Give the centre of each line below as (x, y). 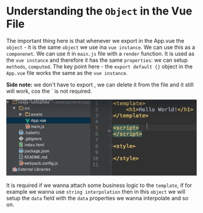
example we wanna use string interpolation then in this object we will (96, 191)
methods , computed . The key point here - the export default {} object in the (100, 66)
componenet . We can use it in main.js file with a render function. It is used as (100, 53)
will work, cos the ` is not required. (49, 91)
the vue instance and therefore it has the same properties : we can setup (97, 60)
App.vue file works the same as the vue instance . (67, 73)
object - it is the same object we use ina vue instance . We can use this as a (101, 47)
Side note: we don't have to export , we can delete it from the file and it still (100, 84)
